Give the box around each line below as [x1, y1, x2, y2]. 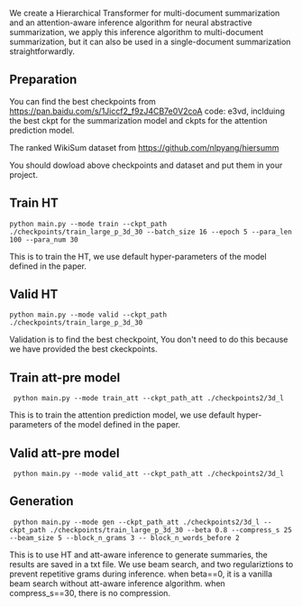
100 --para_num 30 [9, 235, 78, 244]
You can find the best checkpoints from [9, 96, 156, 106]
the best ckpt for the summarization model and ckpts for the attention [9, 115, 268, 125]
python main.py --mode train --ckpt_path [9, 219, 168, 228]
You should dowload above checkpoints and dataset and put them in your [9, 160, 283, 170]
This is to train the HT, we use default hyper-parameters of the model [9, 251, 268, 262]
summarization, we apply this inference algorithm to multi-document [9, 27, 264, 37]
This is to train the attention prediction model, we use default [9, 409, 235, 420]
